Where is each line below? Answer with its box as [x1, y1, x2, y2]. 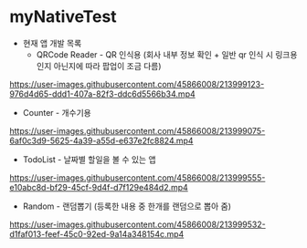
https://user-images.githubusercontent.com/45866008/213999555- [9, 171, 266, 183]
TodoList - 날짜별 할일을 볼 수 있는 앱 [22, 153, 157, 165]
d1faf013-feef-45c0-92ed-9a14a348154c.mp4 [9, 228, 185, 239]
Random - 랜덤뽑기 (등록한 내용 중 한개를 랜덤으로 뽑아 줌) [22, 201, 231, 212]
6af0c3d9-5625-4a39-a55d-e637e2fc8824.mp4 [9, 135, 194, 146]
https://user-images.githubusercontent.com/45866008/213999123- [9, 78, 265, 89]
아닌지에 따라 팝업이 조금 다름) [53, 60, 162, 71]
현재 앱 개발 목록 [22, 37, 82, 48]
